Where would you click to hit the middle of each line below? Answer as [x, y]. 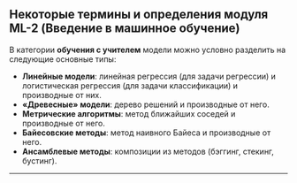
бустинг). [39, 160]
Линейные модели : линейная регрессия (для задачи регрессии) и [149, 76]
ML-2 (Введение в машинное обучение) [125, 29]
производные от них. [61, 95]
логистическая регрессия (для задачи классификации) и [130, 85]
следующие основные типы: [63, 59]
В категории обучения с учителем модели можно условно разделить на [148, 50]
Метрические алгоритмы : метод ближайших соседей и [129, 113]
